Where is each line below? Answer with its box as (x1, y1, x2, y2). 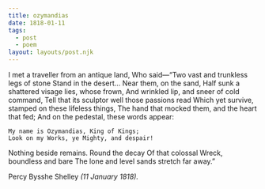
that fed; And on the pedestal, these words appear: (8, 112, 175, 121)
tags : (8, 26, 26, 34)
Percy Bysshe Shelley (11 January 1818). (8, 172, 138, 181)
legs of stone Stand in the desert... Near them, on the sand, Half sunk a (8, 78, 240, 88)
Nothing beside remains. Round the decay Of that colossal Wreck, (8, 148, 223, 157)
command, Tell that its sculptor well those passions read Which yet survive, (8, 96, 254, 104)
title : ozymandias (8, 11, 69, 20)
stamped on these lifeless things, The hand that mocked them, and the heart (8, 104, 257, 113)
